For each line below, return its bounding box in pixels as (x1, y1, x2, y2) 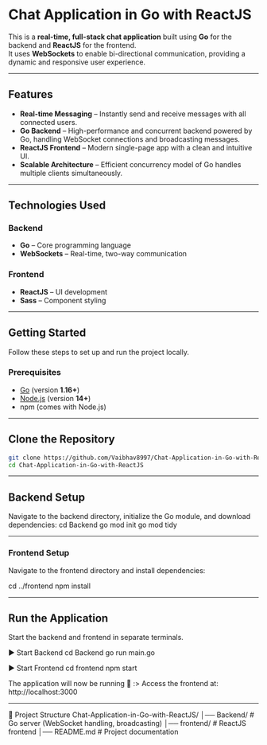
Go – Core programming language (19, 240, 131, 250)
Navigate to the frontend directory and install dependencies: (8, 565, 206, 575)
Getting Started (8, 326, 87, 340)
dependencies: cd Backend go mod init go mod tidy (8, 520, 177, 530)
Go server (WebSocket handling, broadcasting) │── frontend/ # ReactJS (8, 719, 246, 728)
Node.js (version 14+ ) (19, 393, 91, 403)
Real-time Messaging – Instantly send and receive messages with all (19, 109, 246, 119)
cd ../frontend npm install (8, 581, 91, 591)
